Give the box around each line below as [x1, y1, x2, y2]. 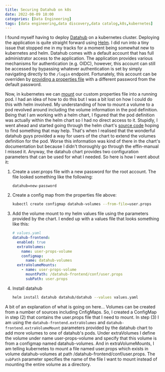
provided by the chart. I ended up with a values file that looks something [12, 216, 159, 222]
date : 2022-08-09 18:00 [5, 12, 54, 17]
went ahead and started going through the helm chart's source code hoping [5, 123, 159, 129]
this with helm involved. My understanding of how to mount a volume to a [5, 101, 154, 107]
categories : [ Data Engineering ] [5, 16, 71, 21]
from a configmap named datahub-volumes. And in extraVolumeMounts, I [5, 340, 154, 346]
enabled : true [17, 239, 46, 244]
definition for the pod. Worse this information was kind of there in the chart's [5, 138, 161, 144]
